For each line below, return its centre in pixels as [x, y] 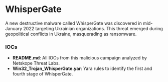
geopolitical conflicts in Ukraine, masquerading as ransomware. [71, 34]
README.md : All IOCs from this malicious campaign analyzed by [79, 58]
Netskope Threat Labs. [36, 63]
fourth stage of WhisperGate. [43, 74]
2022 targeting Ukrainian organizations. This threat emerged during [93, 28]
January [14, 28]
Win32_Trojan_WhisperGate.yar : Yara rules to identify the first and [82, 68]
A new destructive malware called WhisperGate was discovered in [73, 23]
